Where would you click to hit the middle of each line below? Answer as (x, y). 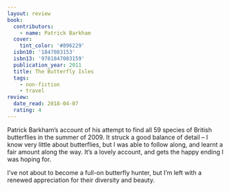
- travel (32, 91)
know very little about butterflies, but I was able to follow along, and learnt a (115, 144)
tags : (21, 78)
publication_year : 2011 (47, 65)
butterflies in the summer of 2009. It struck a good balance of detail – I (108, 137)
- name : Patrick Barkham (55, 33)
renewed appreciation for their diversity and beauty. (81, 180)
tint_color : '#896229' (52, 46)
